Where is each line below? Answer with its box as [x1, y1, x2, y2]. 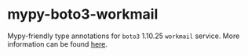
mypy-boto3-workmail [7, 5, 159, 23]
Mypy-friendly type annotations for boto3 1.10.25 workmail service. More [7, 31, 240, 40]
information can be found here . [7, 39, 108, 48]
